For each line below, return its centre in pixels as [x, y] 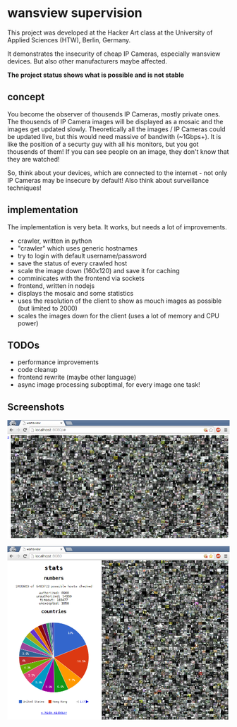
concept [26, 97]
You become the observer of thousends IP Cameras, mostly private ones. [114, 114]
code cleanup [37, 370]
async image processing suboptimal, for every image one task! [109, 385]
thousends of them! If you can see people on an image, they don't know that [118, 151]
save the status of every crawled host [72, 263]
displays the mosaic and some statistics [75, 293]
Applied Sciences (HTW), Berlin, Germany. [69, 40]
